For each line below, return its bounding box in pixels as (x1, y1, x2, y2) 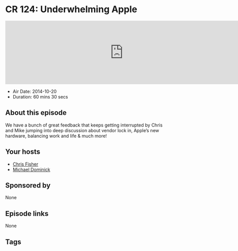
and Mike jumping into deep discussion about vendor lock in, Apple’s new (5, 127, 159, 133)
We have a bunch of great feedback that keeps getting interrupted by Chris (5, 122, 163, 128)
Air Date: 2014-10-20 (12, 88, 57, 95)
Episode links (5, 209, 49, 218)
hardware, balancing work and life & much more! (5, 133, 107, 139)
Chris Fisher (12, 161, 39, 167)
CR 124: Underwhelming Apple (5, 4, 137, 15)
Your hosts (5, 147, 41, 156)
